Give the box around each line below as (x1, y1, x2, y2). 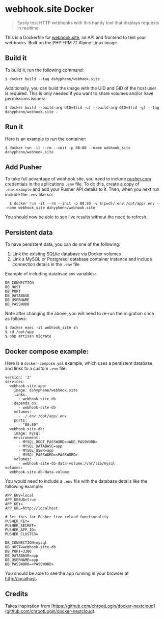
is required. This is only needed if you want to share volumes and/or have (5, 90, 154, 96)
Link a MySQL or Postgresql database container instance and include (12, 256, 152, 262)
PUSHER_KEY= (5, 519, 29, 524)
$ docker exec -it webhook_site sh (5, 325, 78, 330)
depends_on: (14, 401, 38, 406)
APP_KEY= (5, 501, 23, 506)
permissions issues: (5, 95, 46, 101)
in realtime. (17, 25, 40, 30)
